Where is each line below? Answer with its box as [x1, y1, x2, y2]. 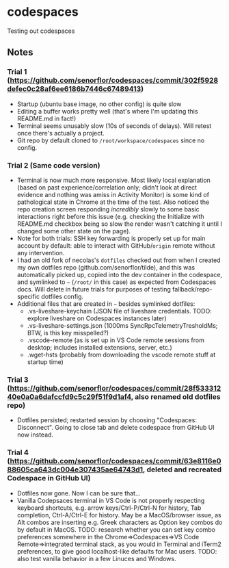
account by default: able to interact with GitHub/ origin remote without [16, 241, 215, 250]
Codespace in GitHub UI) [7, 474, 91, 483]
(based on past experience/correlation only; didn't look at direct [16, 183, 197, 192]
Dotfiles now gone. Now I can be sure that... [16, 489, 142, 497]
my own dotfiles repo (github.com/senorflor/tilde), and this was [16, 263, 196, 271]
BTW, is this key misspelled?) [27, 328, 109, 337]
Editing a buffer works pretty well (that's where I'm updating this [16, 107, 198, 115]
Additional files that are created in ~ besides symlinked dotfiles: [16, 299, 196, 308]
